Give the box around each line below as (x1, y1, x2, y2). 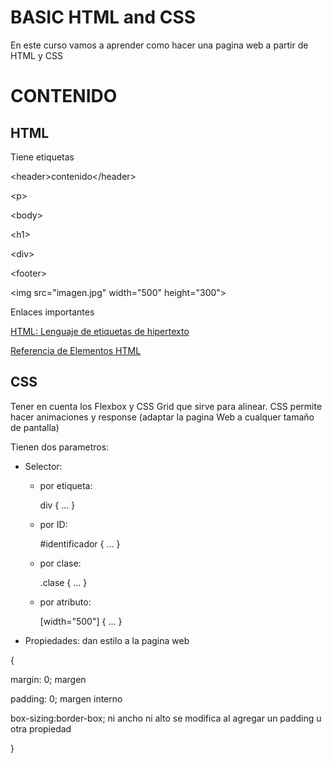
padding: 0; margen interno (10, 692, 123, 705)
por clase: (39, 557, 82, 569)
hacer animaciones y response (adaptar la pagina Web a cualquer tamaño (10, 411, 315, 423)
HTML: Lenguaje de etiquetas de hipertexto (10, 325, 190, 337)
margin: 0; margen (10, 673, 87, 685)
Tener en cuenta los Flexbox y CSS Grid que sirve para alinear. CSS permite (10, 400, 323, 412)
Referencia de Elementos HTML (10, 344, 142, 356)
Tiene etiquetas (10, 151, 75, 163)
